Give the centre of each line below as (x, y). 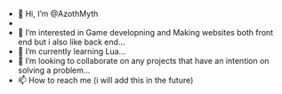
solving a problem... (54, 70)
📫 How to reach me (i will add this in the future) (105, 80)
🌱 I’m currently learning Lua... (72, 51)
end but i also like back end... (71, 42)
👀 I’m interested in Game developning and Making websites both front (145, 32)
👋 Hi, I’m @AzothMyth (58, 14)
